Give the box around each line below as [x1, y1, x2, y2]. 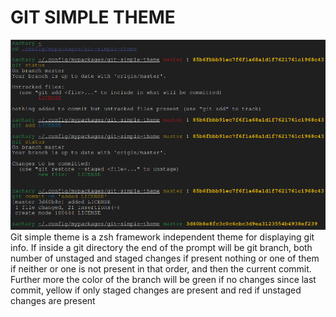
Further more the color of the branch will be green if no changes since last [10, 274, 317, 286]
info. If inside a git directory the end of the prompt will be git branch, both [10, 242, 313, 254]
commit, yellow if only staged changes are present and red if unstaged [10, 284, 302, 296]
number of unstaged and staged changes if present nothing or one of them [10, 252, 320, 265]
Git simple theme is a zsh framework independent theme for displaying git [10, 231, 315, 243]
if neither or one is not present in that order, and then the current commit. [10, 263, 312, 275]
